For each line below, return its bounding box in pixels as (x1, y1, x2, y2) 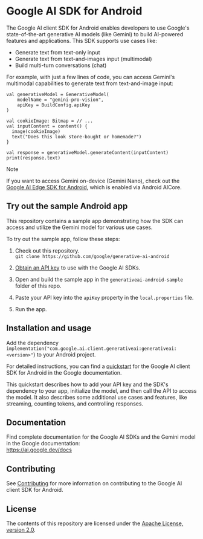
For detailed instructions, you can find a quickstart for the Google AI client (6, 363, 190, 370)
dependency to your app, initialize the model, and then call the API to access (6, 387, 197, 394)
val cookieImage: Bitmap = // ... (6, 118, 94, 124)
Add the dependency (6, 339, 59, 346)
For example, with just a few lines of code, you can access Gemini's (6, 73, 175, 80)
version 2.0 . (6, 526, 36, 533)
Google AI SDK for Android (6, 4, 143, 18)
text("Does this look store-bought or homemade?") (11, 134, 142, 140)
